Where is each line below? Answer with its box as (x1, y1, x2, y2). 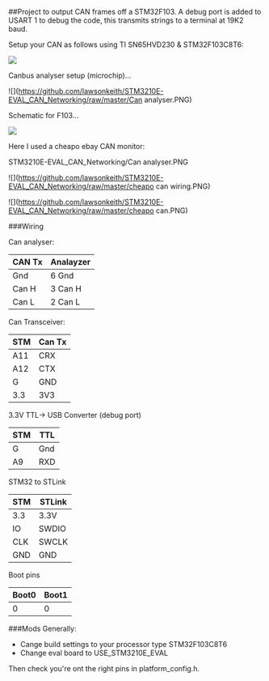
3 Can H (50, 283, 82, 294)
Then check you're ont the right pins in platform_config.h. (8, 664, 200, 673)
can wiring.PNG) (156, 181, 211, 191)
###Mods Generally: (8, 624, 77, 633)
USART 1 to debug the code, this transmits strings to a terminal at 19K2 (8, 15, 244, 25)
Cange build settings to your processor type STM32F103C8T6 (19, 640, 228, 649)
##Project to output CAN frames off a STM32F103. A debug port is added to (8, 7, 262, 16)
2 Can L (50, 296, 81, 307)
